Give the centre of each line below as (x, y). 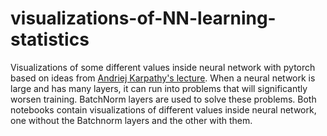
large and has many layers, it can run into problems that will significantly (159, 88)
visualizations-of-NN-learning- (143, 18)
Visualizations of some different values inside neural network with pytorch (163, 67)
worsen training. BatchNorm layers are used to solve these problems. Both (163, 99)
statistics (50, 39)
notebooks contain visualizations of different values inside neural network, (163, 109)
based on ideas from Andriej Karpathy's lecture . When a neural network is (163, 78)
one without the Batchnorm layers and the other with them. (131, 120)
